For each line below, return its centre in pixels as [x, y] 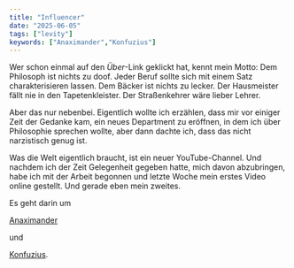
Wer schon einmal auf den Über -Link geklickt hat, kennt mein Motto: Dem [143, 67]
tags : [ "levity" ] [41, 34]
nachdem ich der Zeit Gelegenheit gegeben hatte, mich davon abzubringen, [147, 167]
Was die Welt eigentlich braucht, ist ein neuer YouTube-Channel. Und [135, 158]
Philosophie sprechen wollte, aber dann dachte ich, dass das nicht [130, 131]
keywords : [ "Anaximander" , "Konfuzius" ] [83, 42]
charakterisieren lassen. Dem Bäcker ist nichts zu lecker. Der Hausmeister [144, 86]
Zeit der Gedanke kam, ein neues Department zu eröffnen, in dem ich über [145, 122]
